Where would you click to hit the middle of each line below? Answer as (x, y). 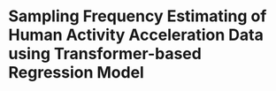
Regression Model (77, 73)
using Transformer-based (105, 54)
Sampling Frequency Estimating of (138, 16)
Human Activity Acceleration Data (136, 35)
